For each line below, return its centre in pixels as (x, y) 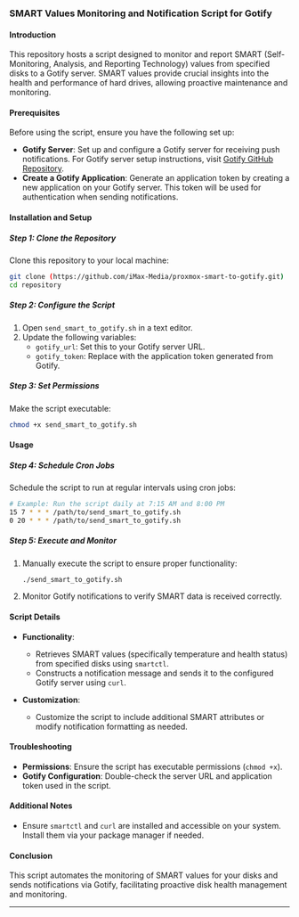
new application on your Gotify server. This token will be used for (141, 188)
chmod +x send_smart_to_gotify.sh (73, 425)
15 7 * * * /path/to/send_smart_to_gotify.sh (95, 512)
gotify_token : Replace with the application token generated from (154, 356)
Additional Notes (41, 806)
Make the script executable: (60, 408)
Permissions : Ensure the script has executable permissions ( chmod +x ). (152, 766)
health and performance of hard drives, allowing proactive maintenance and (149, 83)
